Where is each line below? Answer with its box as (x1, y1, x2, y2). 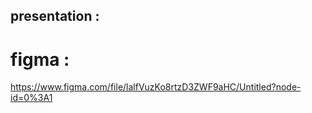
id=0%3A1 (10, 92, 53, 104)
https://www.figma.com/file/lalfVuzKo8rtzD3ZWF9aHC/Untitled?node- (10, 81, 302, 93)
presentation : (10, 8, 100, 25)
